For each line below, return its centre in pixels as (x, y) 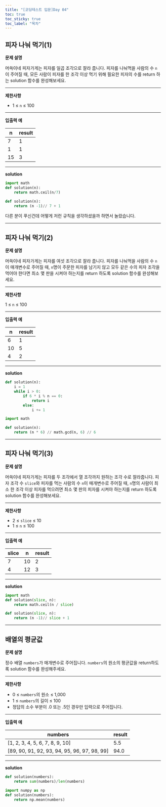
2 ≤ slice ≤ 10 (27, 520)
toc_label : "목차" (23, 23)
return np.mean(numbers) (40, 800)
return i (41, 401)
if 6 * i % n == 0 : (43, 396)
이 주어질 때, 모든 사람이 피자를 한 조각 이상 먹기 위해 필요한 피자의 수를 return (80, 74)
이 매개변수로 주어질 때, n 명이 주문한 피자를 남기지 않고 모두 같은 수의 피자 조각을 (83, 267)
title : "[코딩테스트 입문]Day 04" (37, 10)
